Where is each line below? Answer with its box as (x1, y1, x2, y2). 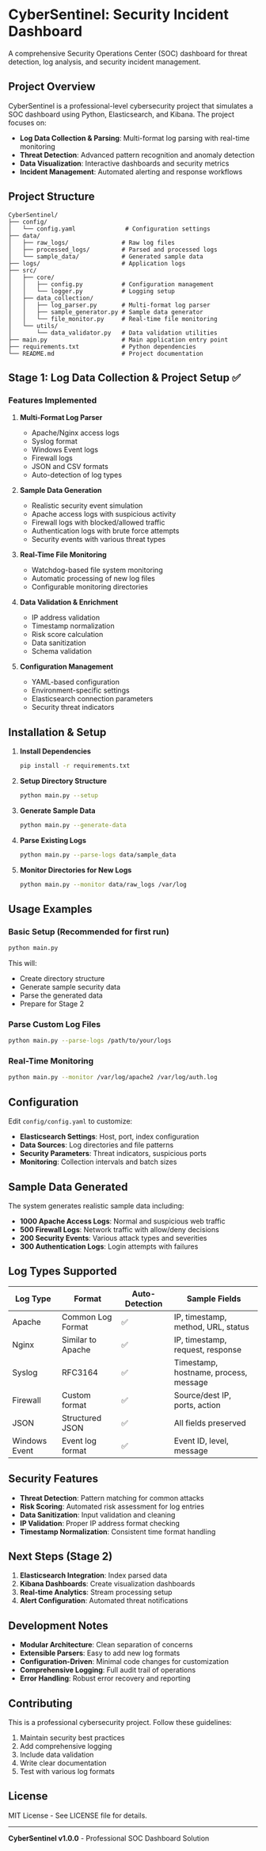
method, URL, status (173, 1321, 249, 1332)
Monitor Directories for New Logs (19, 865, 132, 875)
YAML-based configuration (31, 677, 120, 687)
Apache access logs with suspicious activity (31, 510, 177, 519)
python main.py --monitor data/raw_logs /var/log (19, 880, 188, 888)
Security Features (8, 1472, 99, 1486)
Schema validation (31, 647, 93, 656)
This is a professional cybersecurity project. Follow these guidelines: (8, 1718, 232, 1727)
